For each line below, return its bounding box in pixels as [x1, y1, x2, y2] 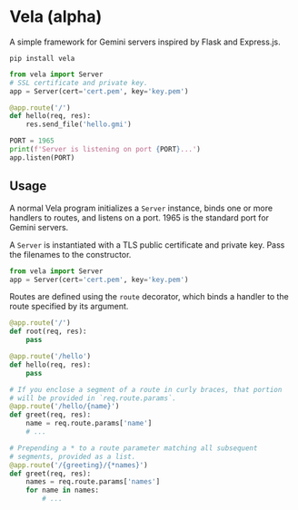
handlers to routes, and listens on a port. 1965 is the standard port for [9, 211, 270, 223]
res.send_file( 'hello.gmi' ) [25, 120, 132, 129]
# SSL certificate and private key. [9, 78, 148, 87]
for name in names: [25, 485, 100, 495]
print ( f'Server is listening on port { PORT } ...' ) [9, 145, 202, 154]
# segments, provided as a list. [9, 452, 136, 461]
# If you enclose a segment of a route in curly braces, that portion [9, 385, 283, 394]
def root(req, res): [9, 327, 88, 337]
